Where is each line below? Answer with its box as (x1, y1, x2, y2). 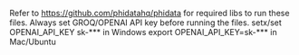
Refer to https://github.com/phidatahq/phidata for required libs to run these (9, 8, 290, 18)
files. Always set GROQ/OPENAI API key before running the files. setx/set (9, 17, 283, 28)
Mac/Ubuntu (9, 36, 56, 47)
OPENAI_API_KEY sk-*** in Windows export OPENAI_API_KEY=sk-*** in (9, 27, 278, 37)
